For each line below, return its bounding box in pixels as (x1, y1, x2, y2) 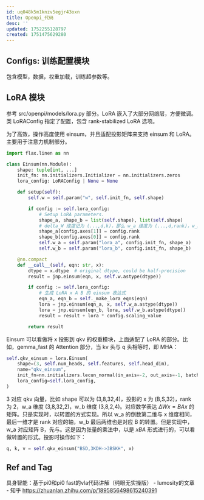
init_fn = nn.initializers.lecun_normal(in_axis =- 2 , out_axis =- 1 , (17, 372, 183, 378)
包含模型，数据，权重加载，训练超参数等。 (6, 72, 113, 80)
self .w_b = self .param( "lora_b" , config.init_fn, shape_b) (38, 245, 191, 252)
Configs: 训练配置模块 (6, 55, 90, 66)
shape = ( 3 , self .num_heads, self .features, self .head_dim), (17, 361, 170, 367)
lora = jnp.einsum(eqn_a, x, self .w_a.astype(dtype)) (38, 301, 178, 308)
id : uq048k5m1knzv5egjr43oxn (6, 9, 80, 15)
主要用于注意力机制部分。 (6, 138, 70, 145)
